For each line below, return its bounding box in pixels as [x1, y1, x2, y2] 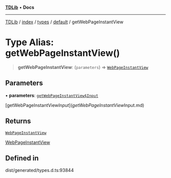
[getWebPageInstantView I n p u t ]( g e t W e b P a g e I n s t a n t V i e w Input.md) [5, 102, 145, 108]
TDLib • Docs [5, 5, 35, 10]
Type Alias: [5, 37, 54, 48]
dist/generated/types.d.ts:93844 [5, 167, 74, 173]
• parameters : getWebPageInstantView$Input [5, 92, 98, 98]
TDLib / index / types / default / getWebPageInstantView [5, 19, 124, 25]
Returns [5, 117, 32, 126]
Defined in [5, 154, 39, 162]
